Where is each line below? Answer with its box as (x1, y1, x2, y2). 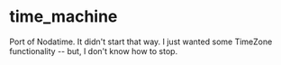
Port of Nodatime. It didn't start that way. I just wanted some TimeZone (9, 36, 273, 47)
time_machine (9, 6, 118, 27)
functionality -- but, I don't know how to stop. (9, 45, 178, 56)
